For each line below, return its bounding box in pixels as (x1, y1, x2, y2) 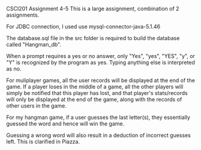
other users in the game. (6, 102, 67, 109)
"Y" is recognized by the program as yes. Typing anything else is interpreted (6, 59, 195, 66)
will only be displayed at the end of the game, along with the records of (6, 96, 182, 103)
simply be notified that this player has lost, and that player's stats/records (6, 90, 188, 96)
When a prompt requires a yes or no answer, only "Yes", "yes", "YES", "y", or (6, 53, 195, 59)
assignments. (6, 11, 40, 19)
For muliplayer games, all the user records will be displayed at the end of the (6, 77, 195, 84)
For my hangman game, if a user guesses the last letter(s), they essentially (6, 114, 191, 121)
